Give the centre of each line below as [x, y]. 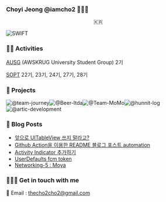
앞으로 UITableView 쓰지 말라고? [52, 138]
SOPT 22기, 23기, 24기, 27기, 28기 [47, 74]
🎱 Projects [21, 90]
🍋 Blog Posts [24, 124]
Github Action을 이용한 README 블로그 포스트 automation [82, 145]
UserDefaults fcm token [43, 159]
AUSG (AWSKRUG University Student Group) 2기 [65, 62]
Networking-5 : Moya [40, 165]
